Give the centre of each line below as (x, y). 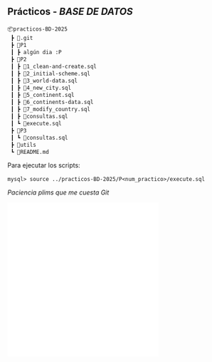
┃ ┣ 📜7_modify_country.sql (51, 109)
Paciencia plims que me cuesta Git (58, 192)
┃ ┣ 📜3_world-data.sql (44, 81)
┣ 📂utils (23, 145)
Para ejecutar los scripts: (44, 165)
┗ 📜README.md (30, 152)
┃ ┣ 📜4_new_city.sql (41, 88)
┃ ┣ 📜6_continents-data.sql (52, 102)
